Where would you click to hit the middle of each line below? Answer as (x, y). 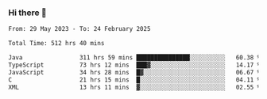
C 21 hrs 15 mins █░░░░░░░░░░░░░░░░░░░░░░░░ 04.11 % (135, 80)
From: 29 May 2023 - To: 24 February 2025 (79, 29)
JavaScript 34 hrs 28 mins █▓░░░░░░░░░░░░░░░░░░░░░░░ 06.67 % (135, 72)
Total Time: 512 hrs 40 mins (56, 44)
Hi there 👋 (28, 13)
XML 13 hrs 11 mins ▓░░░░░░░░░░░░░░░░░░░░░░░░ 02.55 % (135, 87)
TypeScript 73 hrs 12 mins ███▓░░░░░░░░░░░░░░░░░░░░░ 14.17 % (135, 65)
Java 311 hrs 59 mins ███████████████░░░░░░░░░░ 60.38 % (135, 58)
